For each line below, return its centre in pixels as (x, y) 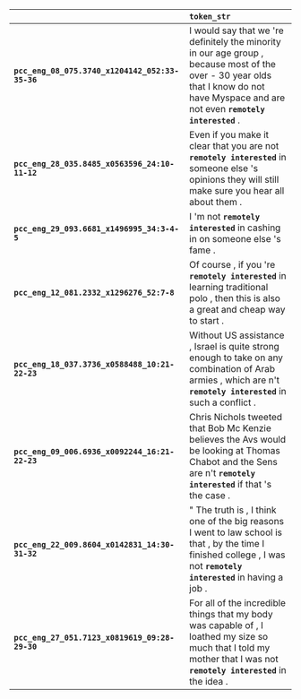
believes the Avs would (238, 440)
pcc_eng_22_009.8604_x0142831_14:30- (94, 544)
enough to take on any (236, 358)
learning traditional (229, 287)
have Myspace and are (237, 98)
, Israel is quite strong (234, 346)
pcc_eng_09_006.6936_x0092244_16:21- (94, 452)
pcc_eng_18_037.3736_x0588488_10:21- (94, 364)
